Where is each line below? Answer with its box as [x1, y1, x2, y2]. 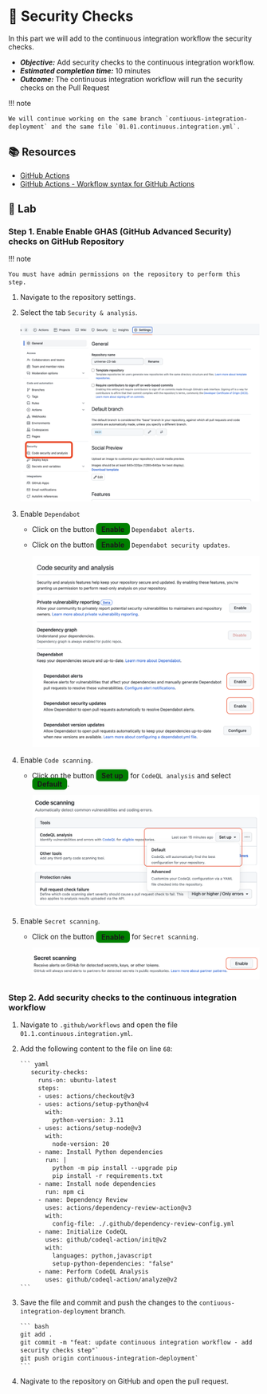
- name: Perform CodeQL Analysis [37, 1268, 149, 1276]
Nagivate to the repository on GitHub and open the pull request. [19, 1376, 230, 1386]
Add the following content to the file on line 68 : [19, 1044, 173, 1053]
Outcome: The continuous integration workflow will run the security [19, 74, 243, 84]
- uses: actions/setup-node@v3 [37, 1124, 142, 1132]
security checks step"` [19, 1347, 100, 1355]
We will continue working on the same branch [8, 115, 162, 123]
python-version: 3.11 [52, 1116, 124, 1124]
